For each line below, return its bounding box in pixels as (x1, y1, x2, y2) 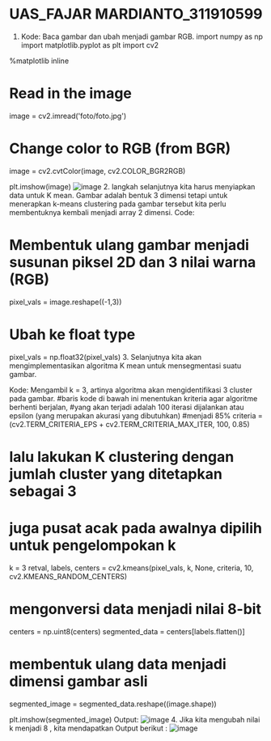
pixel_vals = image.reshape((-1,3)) (9, 297, 122, 307)
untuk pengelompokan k (9, 536, 176, 555)
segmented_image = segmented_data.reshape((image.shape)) (9, 699, 217, 709)
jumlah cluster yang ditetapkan (9, 464, 223, 483)
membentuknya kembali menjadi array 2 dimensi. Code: (9, 207, 195, 217)
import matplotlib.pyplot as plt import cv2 (20, 40, 159, 49)
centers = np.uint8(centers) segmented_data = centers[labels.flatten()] (9, 626, 245, 636)
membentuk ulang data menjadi (9, 654, 227, 673)
